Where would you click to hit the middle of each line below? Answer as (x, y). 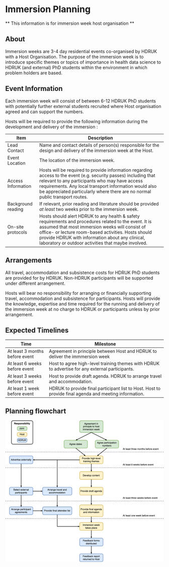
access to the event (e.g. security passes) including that (97, 175)
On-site (16, 227)
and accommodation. (71, 381)
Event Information (34, 89)
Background (20, 204)
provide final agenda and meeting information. (97, 394)
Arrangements (28, 260)
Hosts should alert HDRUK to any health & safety (90, 216)
